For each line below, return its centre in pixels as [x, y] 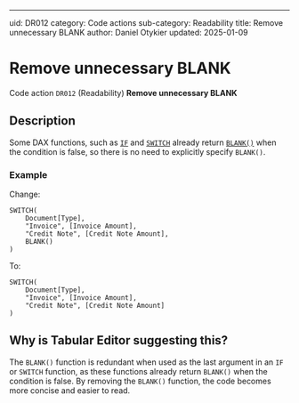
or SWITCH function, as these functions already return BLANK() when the [139, 371]
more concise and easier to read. [70, 390]
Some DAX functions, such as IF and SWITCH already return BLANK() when [143, 142]
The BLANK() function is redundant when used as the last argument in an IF [146, 362]
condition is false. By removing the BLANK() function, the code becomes [140, 381]
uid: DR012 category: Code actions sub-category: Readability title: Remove [146, 23]
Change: [25, 194]
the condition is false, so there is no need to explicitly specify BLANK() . [137, 151]
